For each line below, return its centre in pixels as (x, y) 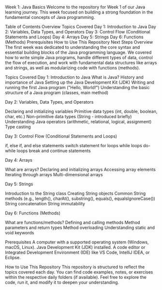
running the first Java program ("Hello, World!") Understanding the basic (77, 87)
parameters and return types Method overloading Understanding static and (80, 228)
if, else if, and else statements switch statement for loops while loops (74, 145)
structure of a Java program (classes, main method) (57, 92)
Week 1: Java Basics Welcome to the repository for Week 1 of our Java (75, 7)
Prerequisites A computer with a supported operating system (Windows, (77, 242)
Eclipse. (13, 258)
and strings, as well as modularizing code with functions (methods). (73, 68)
